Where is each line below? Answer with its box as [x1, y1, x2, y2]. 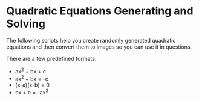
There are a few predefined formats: [6, 55, 97, 62]
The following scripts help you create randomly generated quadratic [6, 37, 176, 44]
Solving [6, 17, 45, 31]
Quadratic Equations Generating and [6, 4, 194, 18]
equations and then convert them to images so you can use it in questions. [6, 43, 192, 50]
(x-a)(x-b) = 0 [15, 81, 50, 88]
